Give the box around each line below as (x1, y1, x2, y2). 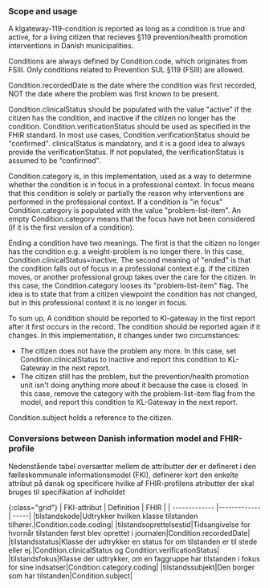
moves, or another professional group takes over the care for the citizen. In (8, 272, 256, 282)
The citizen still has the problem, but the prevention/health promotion (19, 372, 250, 382)
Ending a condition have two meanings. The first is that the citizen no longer (8, 239, 260, 248)
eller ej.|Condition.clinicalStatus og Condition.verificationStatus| (8, 545, 220, 555)
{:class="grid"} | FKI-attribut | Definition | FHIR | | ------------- (8, 502, 215, 512)
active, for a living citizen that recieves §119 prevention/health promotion (8, 32, 247, 42)
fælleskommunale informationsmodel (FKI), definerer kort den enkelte (8, 470, 239, 480)
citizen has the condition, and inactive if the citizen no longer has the (8, 113, 236, 123)
